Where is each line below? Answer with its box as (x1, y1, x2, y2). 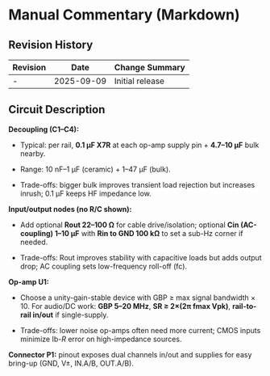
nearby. (19, 148, 46, 158)
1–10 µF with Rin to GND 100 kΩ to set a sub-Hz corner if (54, 228, 243, 238)
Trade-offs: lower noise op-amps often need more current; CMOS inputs (19, 325, 261, 335)
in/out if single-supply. (32, 310, 109, 319)
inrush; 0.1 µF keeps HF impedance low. (19, 188, 152, 198)
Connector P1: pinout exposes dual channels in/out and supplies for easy (8, 349, 252, 359)
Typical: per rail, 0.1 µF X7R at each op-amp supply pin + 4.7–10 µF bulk (19, 140, 260, 150)
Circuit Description (8, 103, 106, 116)
